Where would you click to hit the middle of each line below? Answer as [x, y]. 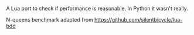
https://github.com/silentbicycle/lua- [139, 20]
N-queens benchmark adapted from [50, 20]
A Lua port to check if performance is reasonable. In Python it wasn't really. [97, 8]
